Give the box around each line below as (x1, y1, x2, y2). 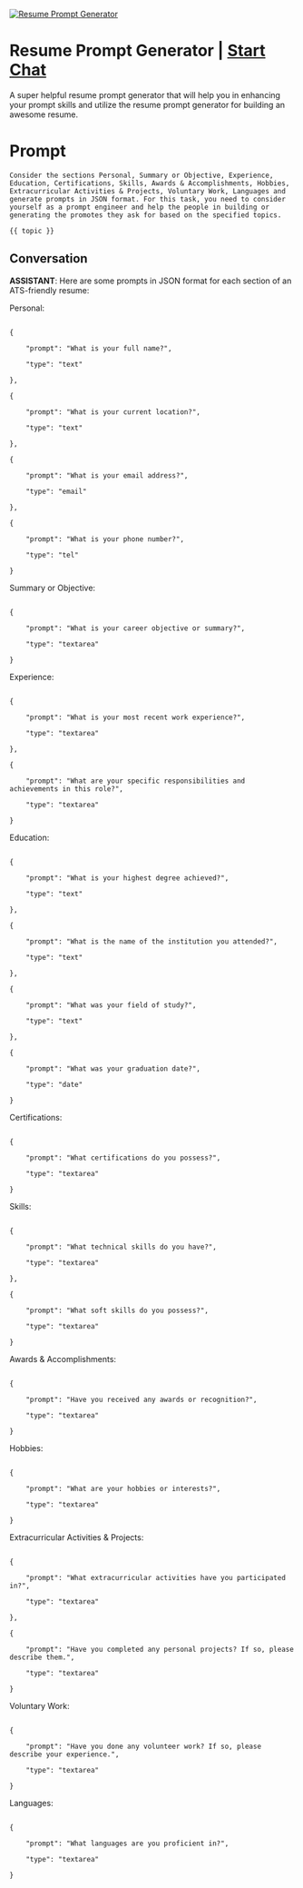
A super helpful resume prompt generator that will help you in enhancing (9, 89, 281, 100)
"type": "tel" (25, 550, 79, 559)
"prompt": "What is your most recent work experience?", (25, 713, 246, 722)
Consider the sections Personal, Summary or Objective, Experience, (9, 171, 274, 180)
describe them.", (9, 1653, 75, 1662)
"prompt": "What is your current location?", (25, 407, 201, 417)
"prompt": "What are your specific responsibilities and (25, 776, 246, 786)
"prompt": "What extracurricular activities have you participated (25, 1573, 286, 1582)
